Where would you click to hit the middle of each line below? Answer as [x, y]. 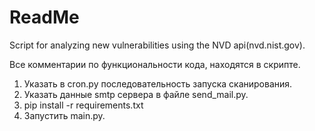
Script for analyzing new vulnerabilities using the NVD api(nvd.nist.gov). [157, 45]
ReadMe [44, 17]
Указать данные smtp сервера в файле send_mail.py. [136, 94]
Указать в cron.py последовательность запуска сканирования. [158, 83]
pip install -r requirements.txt [83, 105]
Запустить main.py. [64, 115]
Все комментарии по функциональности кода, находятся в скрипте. [155, 64]
